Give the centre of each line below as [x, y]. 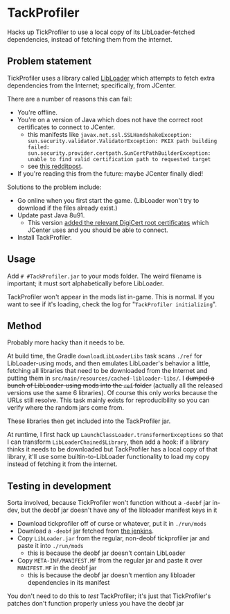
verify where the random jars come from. [66, 408]
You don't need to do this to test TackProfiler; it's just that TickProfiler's [109, 596]
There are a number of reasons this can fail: [70, 99]
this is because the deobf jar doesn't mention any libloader [112, 575]
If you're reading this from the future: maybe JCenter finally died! [110, 173]
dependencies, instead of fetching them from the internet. [90, 39]
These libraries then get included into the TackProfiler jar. [89, 421]
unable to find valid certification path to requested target [119, 159]
